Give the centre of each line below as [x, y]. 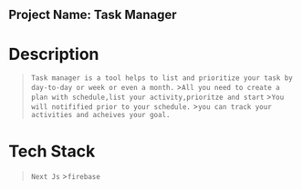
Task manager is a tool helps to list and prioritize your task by [161, 78]
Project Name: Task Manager [93, 15]
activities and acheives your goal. [100, 115]
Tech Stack [52, 151]
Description [54, 54]
